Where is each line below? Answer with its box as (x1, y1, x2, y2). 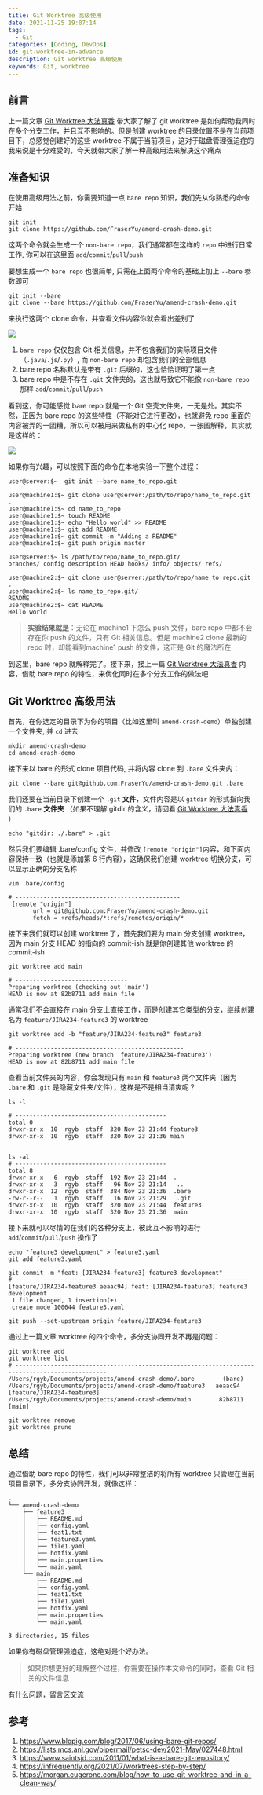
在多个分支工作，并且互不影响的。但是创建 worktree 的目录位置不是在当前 (8, 126, 247, 135)
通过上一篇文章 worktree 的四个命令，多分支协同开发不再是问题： (8, 1332, 220, 1342)
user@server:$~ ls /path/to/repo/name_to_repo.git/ (8, 553, 181, 562)
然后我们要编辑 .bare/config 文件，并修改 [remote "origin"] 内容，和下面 (8, 844, 245, 854)
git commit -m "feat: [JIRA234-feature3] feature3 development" (8, 1269, 223, 1277)
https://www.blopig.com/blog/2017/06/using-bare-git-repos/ (19, 1736, 217, 1746)
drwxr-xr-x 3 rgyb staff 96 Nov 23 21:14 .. (8, 1181, 184, 1189)
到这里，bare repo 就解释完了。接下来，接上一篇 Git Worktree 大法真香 (8, 659, 238, 669)
